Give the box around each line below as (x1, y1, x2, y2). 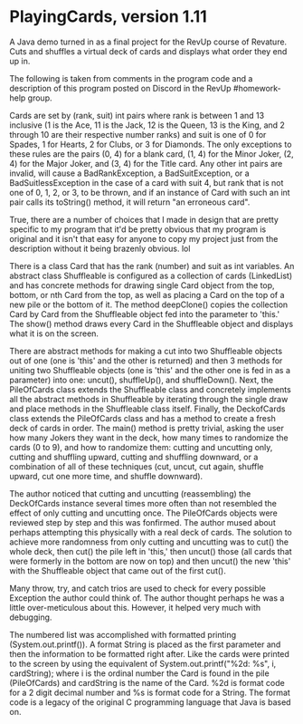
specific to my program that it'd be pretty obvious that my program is (9, 224, 267, 235)
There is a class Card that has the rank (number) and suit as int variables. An (9, 260, 295, 271)
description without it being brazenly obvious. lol (9, 243, 191, 254)
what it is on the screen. (9, 328, 99, 339)
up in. (9, 55, 31, 66)
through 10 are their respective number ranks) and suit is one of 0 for (9, 129, 267, 140)
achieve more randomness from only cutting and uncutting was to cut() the (9, 536, 289, 547)
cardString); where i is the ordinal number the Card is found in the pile (9, 668, 270, 679)
